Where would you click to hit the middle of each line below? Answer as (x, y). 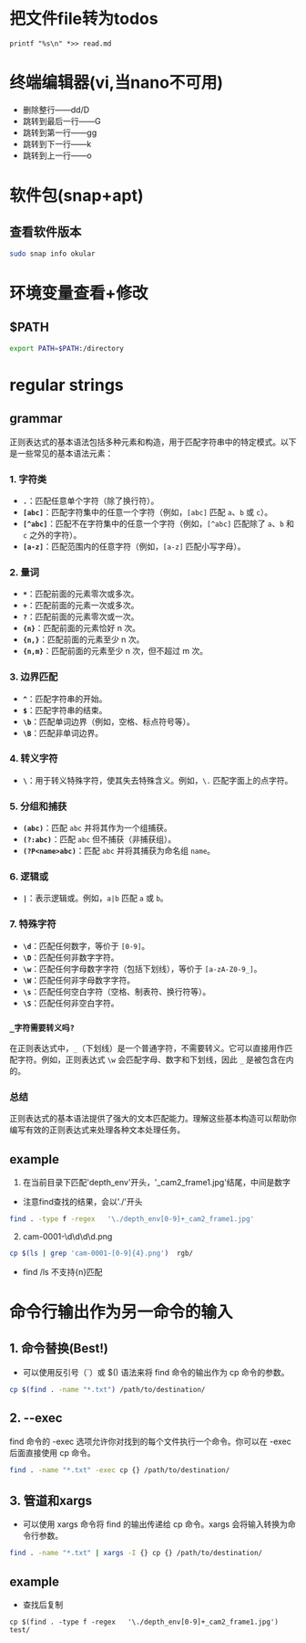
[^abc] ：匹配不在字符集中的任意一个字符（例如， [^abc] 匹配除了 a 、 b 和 (158, 523)
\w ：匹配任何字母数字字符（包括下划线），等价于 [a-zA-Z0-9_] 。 (142, 968)
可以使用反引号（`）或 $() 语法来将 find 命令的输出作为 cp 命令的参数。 (156, 1372)
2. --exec (36, 1418)
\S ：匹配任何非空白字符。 (71, 1003)
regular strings (67, 385)
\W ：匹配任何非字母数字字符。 (79, 980)
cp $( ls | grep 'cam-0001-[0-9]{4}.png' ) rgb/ (102, 1253)
